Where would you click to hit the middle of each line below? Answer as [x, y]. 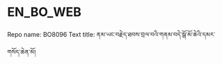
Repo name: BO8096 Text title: [51, 34]
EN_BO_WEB [45, 12]
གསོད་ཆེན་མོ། [22, 51]
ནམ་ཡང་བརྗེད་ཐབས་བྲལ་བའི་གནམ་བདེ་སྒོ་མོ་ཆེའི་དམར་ [156, 34]
